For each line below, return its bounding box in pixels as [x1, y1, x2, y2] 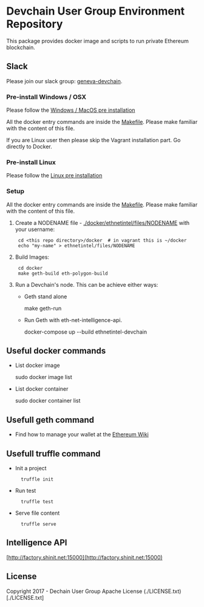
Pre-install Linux [6, 158, 56, 166]
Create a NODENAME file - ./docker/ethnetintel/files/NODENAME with [15, 219, 190, 226]
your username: [15, 225, 55, 233]
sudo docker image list [15, 374, 73, 381]
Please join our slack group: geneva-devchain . [6, 77, 123, 84]
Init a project [15, 465, 47, 472]
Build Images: [15, 253, 50, 261]
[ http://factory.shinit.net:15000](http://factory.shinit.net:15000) [6, 554, 163, 561]
